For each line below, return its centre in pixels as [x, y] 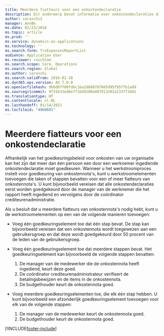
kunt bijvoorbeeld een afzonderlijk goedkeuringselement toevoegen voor [85, 299]
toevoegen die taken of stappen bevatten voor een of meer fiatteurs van [78, 179]
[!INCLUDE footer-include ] [31, 328]
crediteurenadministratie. [30, 199]
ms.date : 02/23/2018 [26, 28]
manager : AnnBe [20, 23]
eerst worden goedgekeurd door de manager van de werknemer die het [77, 189]
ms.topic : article [24, 32]
